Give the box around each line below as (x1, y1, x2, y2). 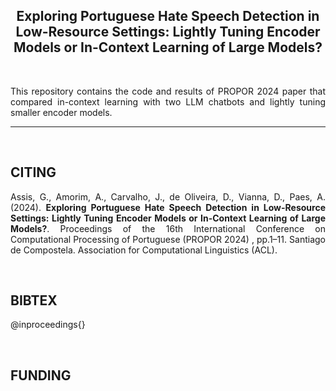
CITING (10, 164, 57, 181)
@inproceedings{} (10, 319, 86, 331)
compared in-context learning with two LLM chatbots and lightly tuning (10, 95, 326, 108)
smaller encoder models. (10, 106, 113, 118)
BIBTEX (10, 292, 58, 309)
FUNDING (10, 367, 72, 384)
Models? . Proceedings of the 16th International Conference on (10, 222, 326, 234)
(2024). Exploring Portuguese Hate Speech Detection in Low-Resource (10, 201, 326, 213)
